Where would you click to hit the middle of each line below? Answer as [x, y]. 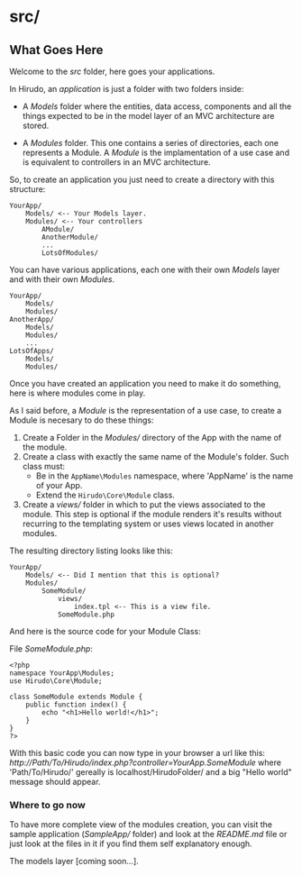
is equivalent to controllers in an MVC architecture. [116, 162]
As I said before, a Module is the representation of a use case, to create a [146, 410]
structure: [27, 189]
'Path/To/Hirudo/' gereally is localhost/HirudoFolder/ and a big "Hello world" [151, 772]
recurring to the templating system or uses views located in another [148, 524]
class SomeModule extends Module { [76, 697]
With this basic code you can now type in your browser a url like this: [137, 753]
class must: [44, 466]
